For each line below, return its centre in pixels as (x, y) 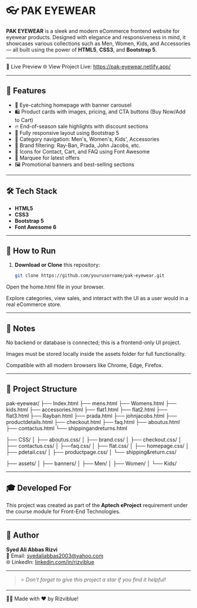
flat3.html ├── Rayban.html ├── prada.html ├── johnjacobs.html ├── (91, 416)
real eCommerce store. (34, 304)
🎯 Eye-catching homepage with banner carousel (73, 105)
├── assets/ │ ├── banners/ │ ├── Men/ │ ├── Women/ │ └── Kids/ (91, 463)
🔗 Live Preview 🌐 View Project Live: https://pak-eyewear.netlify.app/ (89, 66)
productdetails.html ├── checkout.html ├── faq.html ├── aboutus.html (93, 422)
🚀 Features (26, 91)
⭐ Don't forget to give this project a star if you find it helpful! (93, 579)
